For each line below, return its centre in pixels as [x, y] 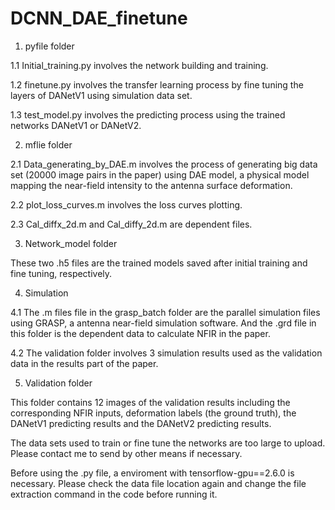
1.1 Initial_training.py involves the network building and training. [139, 65]
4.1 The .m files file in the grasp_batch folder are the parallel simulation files [165, 312]
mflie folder [48, 144]
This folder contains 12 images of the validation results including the [150, 402]
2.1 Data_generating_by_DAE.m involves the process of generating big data [164, 164]
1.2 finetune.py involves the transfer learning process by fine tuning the [157, 84]
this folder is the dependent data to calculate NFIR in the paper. [140, 333]
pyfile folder [49, 46]
